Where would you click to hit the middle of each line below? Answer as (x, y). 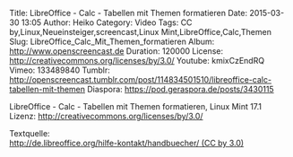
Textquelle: (30, 133)
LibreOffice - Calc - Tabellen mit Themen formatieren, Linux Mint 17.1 (136, 106)
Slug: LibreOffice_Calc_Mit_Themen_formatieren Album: (112, 41)
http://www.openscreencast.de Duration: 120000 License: (116, 51)
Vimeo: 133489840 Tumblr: (60, 70)
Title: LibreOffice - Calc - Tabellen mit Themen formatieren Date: (129, 13)
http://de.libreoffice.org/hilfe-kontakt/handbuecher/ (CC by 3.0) (127, 143)
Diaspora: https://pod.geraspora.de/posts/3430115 (181, 89)
